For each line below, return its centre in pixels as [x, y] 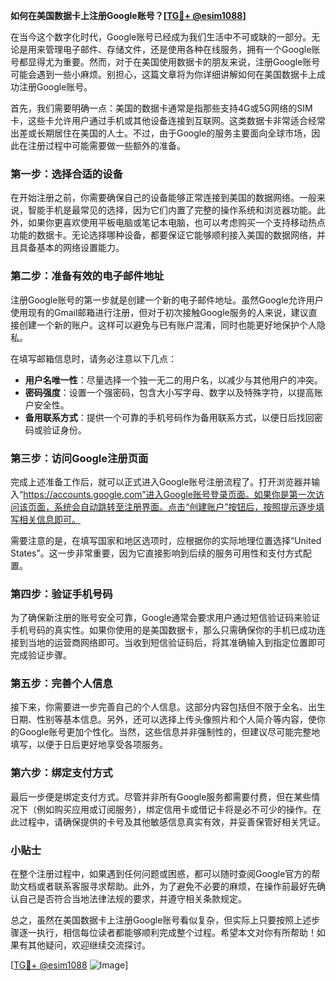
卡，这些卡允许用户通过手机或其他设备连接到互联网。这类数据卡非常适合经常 [168, 120]
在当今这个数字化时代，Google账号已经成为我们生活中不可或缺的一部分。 [161, 37]
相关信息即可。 [49, 519]
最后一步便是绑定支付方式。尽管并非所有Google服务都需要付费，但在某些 [161, 796]
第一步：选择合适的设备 [66, 174]
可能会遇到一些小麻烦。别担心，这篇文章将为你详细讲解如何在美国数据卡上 [163, 74]
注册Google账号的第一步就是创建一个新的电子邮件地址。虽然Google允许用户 [167, 300]
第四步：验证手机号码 [61, 594]
